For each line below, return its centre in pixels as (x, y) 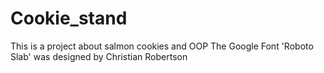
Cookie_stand (69, 18)
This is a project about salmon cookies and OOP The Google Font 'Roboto (162, 46)
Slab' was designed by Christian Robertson (99, 56)
